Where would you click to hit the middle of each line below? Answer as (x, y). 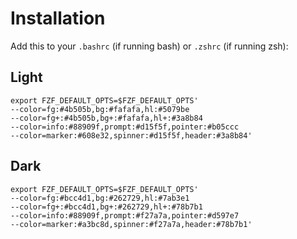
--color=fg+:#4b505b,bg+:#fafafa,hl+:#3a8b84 (106, 118)
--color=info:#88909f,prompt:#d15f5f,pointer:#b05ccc (125, 127)
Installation (58, 18)
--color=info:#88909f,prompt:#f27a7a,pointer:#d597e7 (125, 215)
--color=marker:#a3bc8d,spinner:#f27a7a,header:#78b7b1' (131, 224)
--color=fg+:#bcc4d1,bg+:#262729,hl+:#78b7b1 (106, 207)
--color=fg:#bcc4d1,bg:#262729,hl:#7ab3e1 (100, 198)
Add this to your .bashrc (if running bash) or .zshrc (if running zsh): (149, 46)
